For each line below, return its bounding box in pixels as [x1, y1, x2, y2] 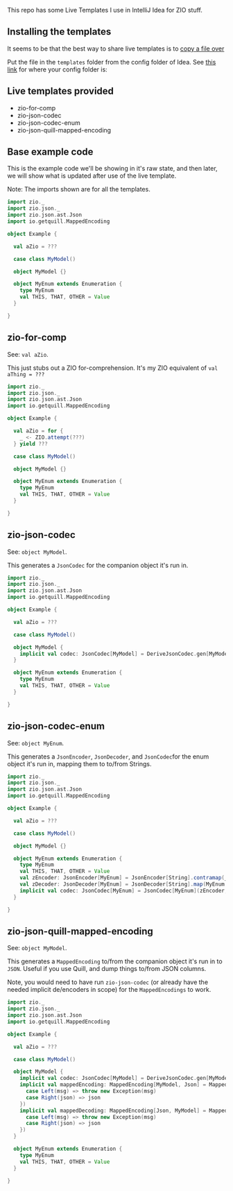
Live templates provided [7, 85, 114, 97]
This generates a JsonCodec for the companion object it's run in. [7, 561, 189, 569]
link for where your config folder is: [7, 65, 107, 74]
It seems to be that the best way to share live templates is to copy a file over [7, 44, 225, 53]
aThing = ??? [7, 371, 45, 378]
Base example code [7, 146, 94, 158]
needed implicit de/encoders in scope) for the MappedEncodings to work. [7, 986, 212, 994]
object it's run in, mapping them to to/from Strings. [7, 759, 152, 768]
